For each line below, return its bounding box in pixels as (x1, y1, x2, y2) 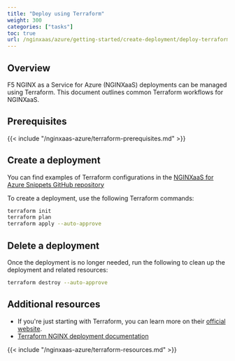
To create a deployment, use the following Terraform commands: (7, 193, 194, 202)
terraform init (7, 207, 52, 214)
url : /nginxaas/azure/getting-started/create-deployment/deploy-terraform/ (7, 36, 233, 43)
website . (17, 324, 43, 332)
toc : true (7, 29, 36, 37)
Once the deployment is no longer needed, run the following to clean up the (7, 258, 225, 266)
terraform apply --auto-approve (7, 221, 101, 228)
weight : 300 (7, 17, 42, 24)
